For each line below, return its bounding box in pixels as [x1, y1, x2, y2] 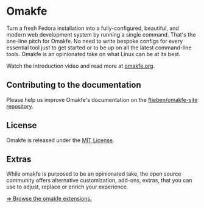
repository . [6, 102, 33, 110]
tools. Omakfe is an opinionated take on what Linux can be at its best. [6, 50, 181, 57]
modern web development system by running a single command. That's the [6, 30, 196, 38]
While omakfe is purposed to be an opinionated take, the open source [6, 170, 181, 178]
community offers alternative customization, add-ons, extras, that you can [6, 177, 192, 184]
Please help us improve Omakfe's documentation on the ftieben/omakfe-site [6, 96, 198, 103]
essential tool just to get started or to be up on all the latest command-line [6, 44, 192, 51]
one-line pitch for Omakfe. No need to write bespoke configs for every [6, 37, 183, 45]
